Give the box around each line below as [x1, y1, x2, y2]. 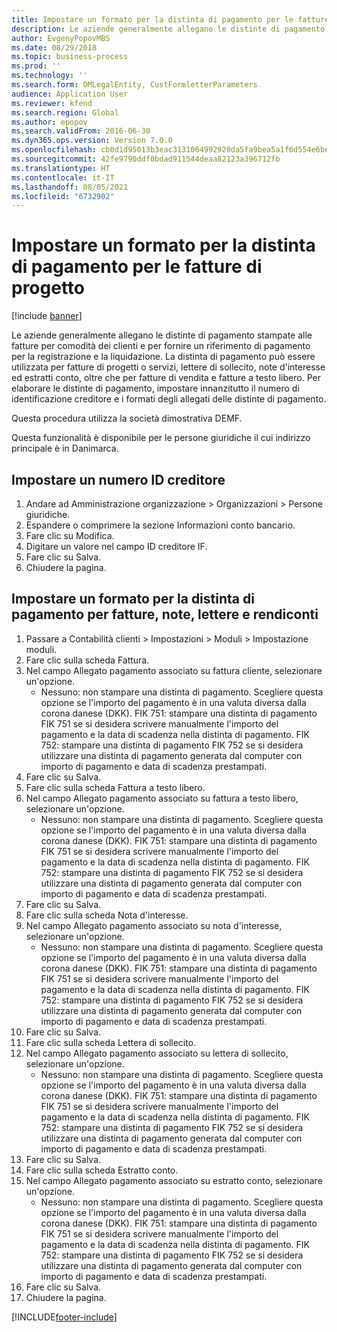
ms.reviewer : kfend [11, 98, 93, 108]
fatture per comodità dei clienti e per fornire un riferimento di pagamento [11, 340, 311, 352]
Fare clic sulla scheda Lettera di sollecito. [25, 1036, 197, 1048]
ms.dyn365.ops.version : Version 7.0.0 [11, 136, 173, 146]
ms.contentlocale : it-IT [11, 172, 115, 183]
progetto [11, 277, 86, 300]
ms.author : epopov [11, 117, 88, 127]
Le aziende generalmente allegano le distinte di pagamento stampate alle [11, 329, 313, 341]
